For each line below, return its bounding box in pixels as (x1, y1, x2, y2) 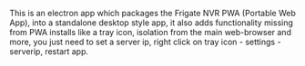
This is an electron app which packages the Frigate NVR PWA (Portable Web (9, 8, 296, 18)
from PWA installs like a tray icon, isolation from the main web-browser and (9, 27, 291, 37)
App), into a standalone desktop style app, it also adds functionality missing (9, 17, 294, 28)
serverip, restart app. (9, 46, 89, 57)
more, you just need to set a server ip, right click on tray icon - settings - (9, 36, 281, 47)
